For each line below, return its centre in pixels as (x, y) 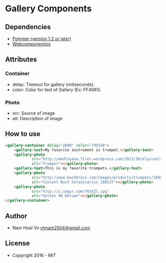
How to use (23, 134)
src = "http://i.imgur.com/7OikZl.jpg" (70, 191)
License (18, 243)
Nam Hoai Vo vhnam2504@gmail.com (51, 227)
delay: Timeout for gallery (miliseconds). (53, 84)
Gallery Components (48, 9)
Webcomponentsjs (31, 44)
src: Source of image (34, 113)
